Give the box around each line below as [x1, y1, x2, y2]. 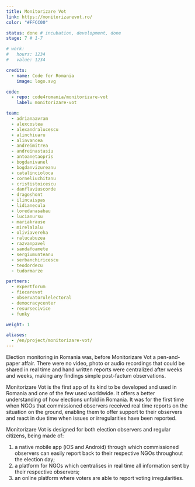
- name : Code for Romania [11, 72, 75, 79]
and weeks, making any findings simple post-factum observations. [6, 372, 166, 379]
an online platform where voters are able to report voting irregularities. [14, 475, 184, 481]
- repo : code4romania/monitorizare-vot [11, 94, 109, 100]
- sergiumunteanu [11, 251, 54, 257]
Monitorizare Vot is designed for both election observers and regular [6, 426, 171, 433]
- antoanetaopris [11, 154, 54, 160]
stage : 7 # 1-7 [6, 36, 43, 42]
